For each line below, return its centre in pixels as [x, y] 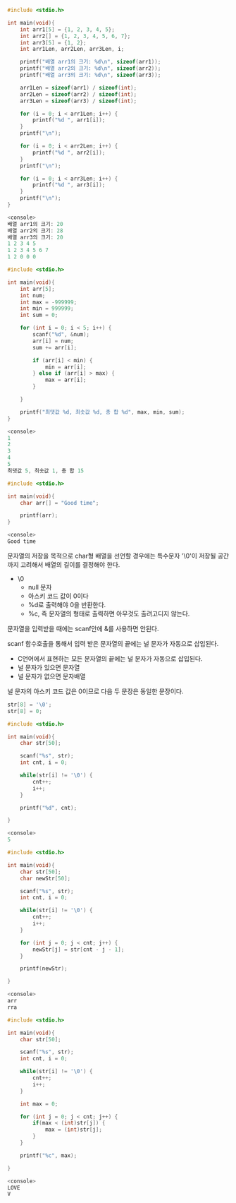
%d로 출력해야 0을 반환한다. [67, 604]
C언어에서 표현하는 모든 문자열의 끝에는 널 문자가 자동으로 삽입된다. [110, 658]
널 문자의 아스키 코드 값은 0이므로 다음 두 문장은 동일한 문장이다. [95, 691]
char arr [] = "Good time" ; [60, 503]
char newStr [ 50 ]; [45, 878]
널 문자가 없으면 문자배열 [51, 676]
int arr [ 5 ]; [37, 289]
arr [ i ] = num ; [53, 341]
